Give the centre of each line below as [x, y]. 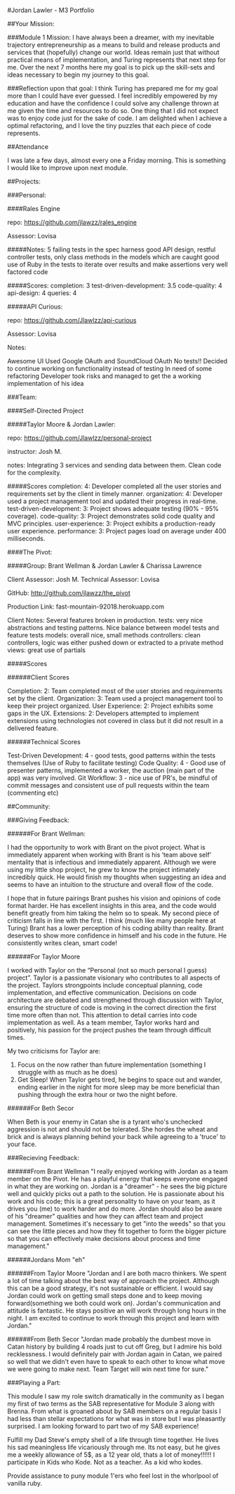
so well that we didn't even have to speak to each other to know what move [116, 1362]
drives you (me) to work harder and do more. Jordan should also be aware [115, 1209]
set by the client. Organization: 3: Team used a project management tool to [115, 698]
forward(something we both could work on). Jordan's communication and [114, 1303]
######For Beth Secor [41, 1108]
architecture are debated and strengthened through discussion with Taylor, [115, 1000]
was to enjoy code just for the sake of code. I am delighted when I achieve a [117, 118]
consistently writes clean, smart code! [62, 943]
